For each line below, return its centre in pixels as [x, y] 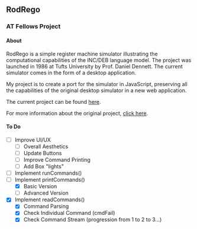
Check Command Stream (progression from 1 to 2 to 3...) [93, 220]
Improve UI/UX [33, 140]
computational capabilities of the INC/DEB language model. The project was [99, 60]
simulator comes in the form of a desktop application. [71, 73]
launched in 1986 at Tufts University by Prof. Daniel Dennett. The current [94, 66]
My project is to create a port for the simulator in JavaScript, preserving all [97, 84]
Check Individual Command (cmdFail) [69, 213]
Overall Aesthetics [46, 146]
